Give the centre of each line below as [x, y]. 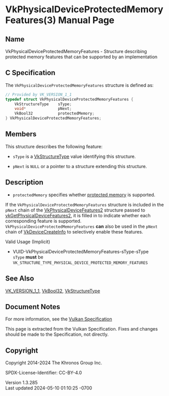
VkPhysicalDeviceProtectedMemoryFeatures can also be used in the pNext [81, 226]
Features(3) [31, 20]
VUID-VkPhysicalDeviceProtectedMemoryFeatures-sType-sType [81, 251]
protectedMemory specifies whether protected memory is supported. [84, 195]
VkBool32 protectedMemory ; [55, 113]
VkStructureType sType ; [43, 104]
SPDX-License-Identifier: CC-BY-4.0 [44, 373]
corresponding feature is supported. [43, 221]
